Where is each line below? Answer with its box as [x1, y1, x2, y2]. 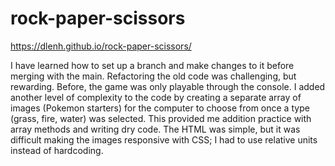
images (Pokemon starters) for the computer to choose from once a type [10, 102, 310, 114]
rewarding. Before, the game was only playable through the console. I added [10, 80, 326, 92]
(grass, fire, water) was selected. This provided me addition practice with [10, 112, 312, 124]
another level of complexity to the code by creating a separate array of [10, 91, 302, 103]
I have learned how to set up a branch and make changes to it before [10, 59, 295, 71]
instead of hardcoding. [10, 144, 104, 156]
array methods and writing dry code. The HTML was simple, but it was [10, 123, 301, 135]
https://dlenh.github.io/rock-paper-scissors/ [10, 40, 192, 52]
